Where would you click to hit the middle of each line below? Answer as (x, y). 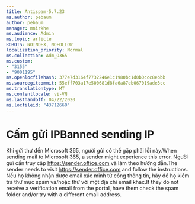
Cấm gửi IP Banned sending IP (80, 134)
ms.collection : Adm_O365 (37, 56)
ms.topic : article (29, 39)
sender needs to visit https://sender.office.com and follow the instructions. (97, 170)
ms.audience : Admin (30, 34)
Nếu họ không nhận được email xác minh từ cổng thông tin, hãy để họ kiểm (98, 176)
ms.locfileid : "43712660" (38, 105)
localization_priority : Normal (45, 50)
